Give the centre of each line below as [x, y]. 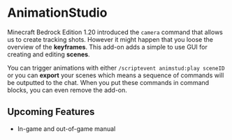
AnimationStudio [57, 13]
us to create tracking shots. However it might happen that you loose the [110, 39]
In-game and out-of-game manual [66, 129]
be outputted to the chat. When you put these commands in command [108, 82]
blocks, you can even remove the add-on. [67, 90]
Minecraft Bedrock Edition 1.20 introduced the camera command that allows [115, 32]
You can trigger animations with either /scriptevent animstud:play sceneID [116, 68]
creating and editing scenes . [49, 54]
